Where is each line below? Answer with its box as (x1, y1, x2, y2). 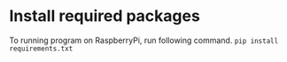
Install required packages (9, 6, 201, 26)
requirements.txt (9, 44, 74, 53)
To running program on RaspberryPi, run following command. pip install (9, 35, 279, 45)
